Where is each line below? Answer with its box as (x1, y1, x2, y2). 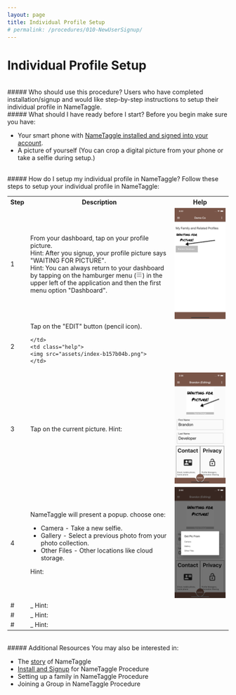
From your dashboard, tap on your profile (30, 234, 149, 242)
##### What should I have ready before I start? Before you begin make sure (7, 110, 228, 119)
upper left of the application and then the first (30, 278, 162, 287)
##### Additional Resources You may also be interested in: (7, 643, 179, 652)
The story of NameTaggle (17, 657, 91, 666)
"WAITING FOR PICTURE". (30, 256, 107, 265)
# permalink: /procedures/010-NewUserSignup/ (7, 26, 143, 33)
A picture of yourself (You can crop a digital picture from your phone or (17, 146, 223, 154)
